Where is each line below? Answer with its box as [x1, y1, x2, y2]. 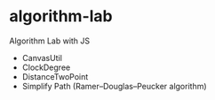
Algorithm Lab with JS [9, 35, 91, 46]
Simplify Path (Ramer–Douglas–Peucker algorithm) [21, 81, 207, 91]
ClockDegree [21, 62, 71, 73]
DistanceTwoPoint [21, 71, 89, 81]
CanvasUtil [21, 52, 62, 63]
